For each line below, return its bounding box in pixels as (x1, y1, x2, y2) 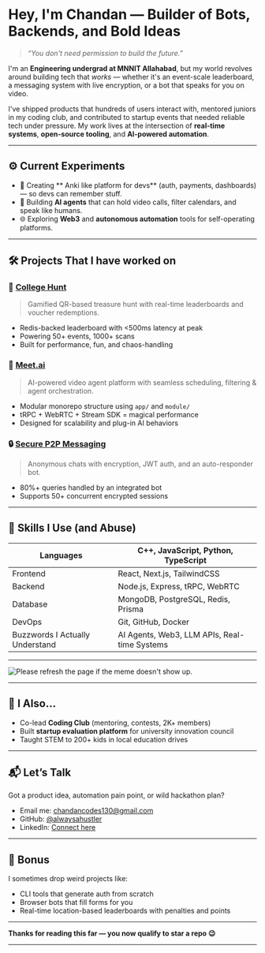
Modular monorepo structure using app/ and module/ (19, 401, 191, 411)
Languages (39, 550, 83, 561)
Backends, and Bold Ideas (8, 22, 181, 40)
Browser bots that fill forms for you (19, 898, 133, 907)
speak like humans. (19, 205, 83, 215)
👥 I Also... (8, 697, 57, 711)
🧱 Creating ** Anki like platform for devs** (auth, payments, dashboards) (19, 180, 257, 190)
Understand (12, 639, 57, 650)
